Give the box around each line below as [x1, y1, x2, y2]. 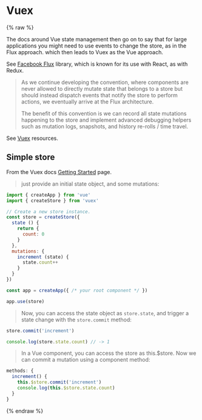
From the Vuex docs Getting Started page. [6, 168, 112, 175]
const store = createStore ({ [6, 214, 80, 220]
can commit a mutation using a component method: [21, 356, 150, 363]
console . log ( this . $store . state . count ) [17, 385, 115, 391]
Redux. [6, 66, 24, 74]
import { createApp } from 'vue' [6, 192, 91, 198]
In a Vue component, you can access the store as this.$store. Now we [21, 349, 197, 357]
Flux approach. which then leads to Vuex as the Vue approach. [6, 48, 164, 55]
